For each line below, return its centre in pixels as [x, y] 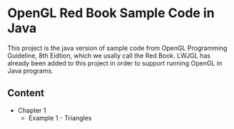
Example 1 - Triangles [60, 118]
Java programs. [30, 71]
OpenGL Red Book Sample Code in [111, 13]
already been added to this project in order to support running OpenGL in [115, 63]
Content [26, 93]
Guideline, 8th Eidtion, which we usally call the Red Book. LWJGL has [109, 56]
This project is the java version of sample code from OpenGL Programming [117, 48]
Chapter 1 [32, 110]
